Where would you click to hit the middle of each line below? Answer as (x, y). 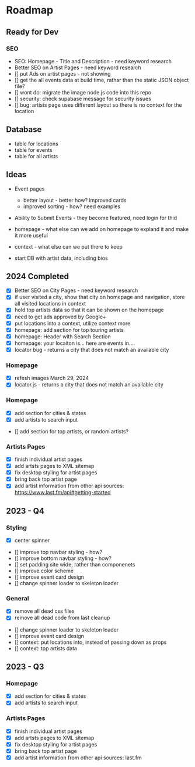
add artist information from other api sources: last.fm (78, 758)
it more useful (31, 235)
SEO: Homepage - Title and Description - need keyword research (93, 61)
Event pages (29, 189)
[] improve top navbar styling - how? (58, 552)
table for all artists (36, 156)
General (18, 598)
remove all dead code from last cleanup (62, 618)
